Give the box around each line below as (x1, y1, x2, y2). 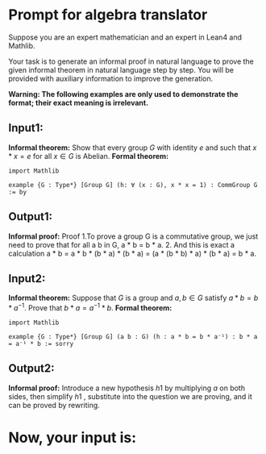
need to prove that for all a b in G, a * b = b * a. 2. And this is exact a (8, 239, 235, 249)
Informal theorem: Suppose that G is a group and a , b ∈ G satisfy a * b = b (8, 293, 259, 303)
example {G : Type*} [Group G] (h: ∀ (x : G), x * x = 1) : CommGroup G (8, 181, 258, 189)
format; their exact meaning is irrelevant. (8, 98, 149, 107)
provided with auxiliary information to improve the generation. (8, 73, 214, 83)
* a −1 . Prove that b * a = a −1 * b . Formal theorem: (8, 302, 172, 313)
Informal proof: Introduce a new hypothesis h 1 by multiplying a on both (8, 383, 246, 393)
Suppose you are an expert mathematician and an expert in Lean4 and (8, 32, 243, 42)
